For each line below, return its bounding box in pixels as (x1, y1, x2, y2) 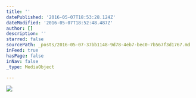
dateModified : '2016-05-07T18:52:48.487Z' (6, 20, 113, 26)
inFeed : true (6, 48, 39, 53)
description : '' (6, 31, 46, 37)
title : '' (6, 8, 31, 15)
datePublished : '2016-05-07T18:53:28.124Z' (6, 14, 116, 20)
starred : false (6, 36, 44, 42)
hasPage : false (6, 53, 44, 59)
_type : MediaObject (6, 64, 55, 70)
